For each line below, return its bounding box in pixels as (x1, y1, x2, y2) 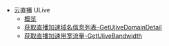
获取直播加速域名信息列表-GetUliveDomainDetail (23, 23, 162, 31)
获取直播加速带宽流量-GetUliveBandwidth (23, 32, 143, 40)
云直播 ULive (13, 6, 50, 14)
